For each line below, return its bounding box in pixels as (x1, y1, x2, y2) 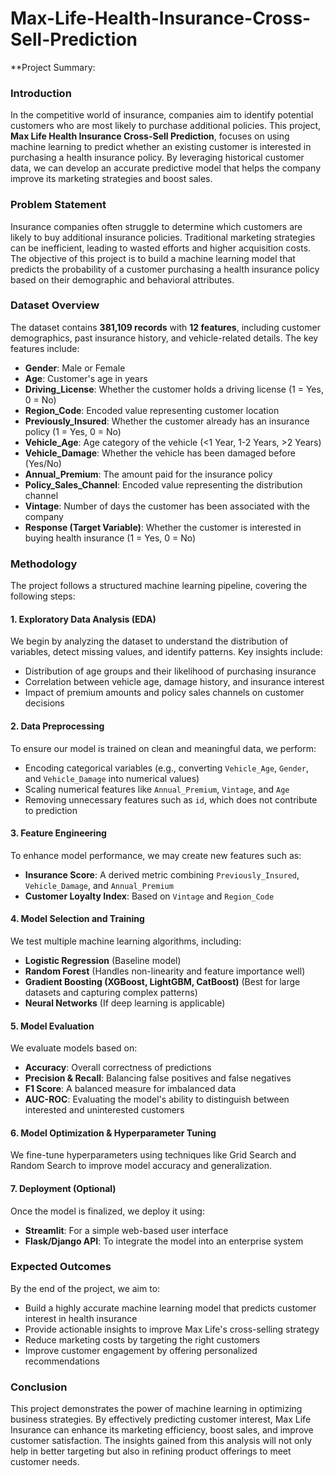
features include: (10, 342, 80, 354)
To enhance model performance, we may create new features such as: (10, 849, 302, 861)
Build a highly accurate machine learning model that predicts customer (24, 1302, 317, 1314)
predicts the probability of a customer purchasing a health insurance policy (10, 263, 320, 275)
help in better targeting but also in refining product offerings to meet (10, 1445, 292, 1457)
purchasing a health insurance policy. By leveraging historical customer (10, 152, 305, 164)
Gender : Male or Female (24, 362, 126, 374)
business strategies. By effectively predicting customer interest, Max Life (10, 1413, 312, 1426)
